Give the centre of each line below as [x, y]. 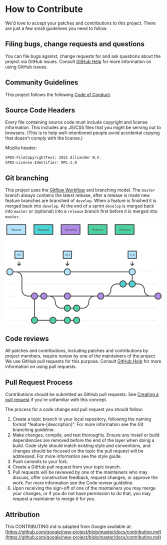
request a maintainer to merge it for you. [54, 499]
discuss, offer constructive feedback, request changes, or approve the [85, 477]
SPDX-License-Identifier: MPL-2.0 [41, 163]
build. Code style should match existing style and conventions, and [81, 445]
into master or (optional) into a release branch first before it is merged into [81, 211]
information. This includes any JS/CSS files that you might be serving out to [83, 127]
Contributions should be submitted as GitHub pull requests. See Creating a [82, 394]
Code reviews [27, 338]
